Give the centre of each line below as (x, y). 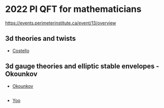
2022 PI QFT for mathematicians (73, 9)
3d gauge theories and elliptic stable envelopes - (82, 66)
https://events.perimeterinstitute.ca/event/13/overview (61, 23)
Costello (21, 50)
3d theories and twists (40, 39)
